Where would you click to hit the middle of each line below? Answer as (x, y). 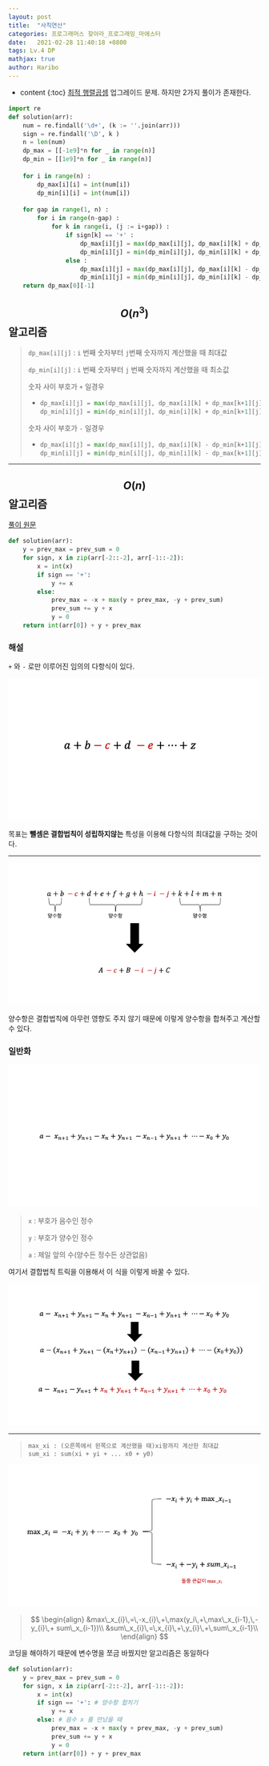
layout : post (30, 17)
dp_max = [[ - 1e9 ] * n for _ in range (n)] (89, 151)
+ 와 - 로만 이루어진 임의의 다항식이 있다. (72, 666)
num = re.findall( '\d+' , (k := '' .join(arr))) (102, 125)
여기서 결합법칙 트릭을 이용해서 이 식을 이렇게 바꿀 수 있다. (99, 1271)
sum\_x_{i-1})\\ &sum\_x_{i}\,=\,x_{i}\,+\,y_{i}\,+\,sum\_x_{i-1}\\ (157, 1628)
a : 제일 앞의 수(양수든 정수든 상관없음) (88, 1254)
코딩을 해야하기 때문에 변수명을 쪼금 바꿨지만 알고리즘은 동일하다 (109, 1652)
